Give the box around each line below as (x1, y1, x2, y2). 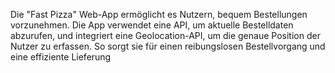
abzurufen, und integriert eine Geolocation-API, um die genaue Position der (10, 30, 321, 41)
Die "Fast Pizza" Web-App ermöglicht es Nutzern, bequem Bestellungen (10, 9, 308, 20)
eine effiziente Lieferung (10, 51, 112, 63)
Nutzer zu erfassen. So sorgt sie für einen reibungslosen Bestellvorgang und (10, 40, 326, 52)
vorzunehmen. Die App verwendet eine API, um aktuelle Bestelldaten (10, 19, 294, 31)
